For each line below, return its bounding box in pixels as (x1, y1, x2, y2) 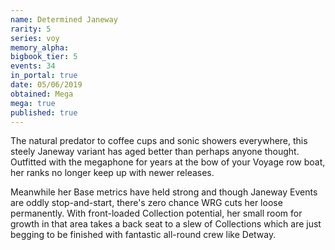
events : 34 (10, 61, 56, 71)
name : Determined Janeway (10, 14, 118, 25)
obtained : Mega (10, 89, 74, 99)
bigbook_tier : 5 (10, 52, 78, 62)
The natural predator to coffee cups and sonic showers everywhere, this (10, 135, 308, 147)
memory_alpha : (10, 42, 70, 53)
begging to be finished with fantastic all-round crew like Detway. (10, 229, 277, 241)
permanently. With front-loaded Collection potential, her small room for (10, 207, 303, 220)
